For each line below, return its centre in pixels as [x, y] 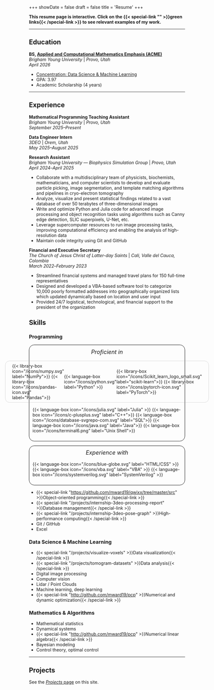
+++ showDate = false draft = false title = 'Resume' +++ [86, 7]
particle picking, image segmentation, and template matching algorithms [110, 188]
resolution [46, 235]
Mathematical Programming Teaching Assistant [79, 117]
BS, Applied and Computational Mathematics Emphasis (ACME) [96, 54]
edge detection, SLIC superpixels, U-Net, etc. [82, 219]
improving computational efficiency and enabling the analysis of [101, 230]
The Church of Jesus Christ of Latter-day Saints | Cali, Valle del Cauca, [102, 255]
